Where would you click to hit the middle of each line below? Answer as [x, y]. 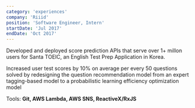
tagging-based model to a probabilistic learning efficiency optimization [92, 81]
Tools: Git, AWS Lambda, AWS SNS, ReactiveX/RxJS [71, 99]
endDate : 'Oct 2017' [32, 34]
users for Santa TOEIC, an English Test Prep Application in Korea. [86, 57]
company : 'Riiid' [28, 17]
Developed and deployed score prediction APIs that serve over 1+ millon [94, 50]
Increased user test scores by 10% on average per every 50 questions [92, 68]
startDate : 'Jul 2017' [34, 28]
